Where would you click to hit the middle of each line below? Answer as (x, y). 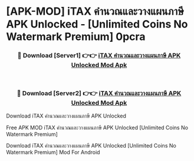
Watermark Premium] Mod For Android (53, 152)
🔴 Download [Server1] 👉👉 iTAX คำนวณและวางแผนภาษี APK (99, 56)
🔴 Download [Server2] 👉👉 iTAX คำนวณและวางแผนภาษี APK (99, 93)
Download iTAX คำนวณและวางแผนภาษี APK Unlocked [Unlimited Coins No (91, 145)
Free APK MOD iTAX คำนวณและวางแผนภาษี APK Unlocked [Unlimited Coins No (97, 128)
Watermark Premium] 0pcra (76, 37)
